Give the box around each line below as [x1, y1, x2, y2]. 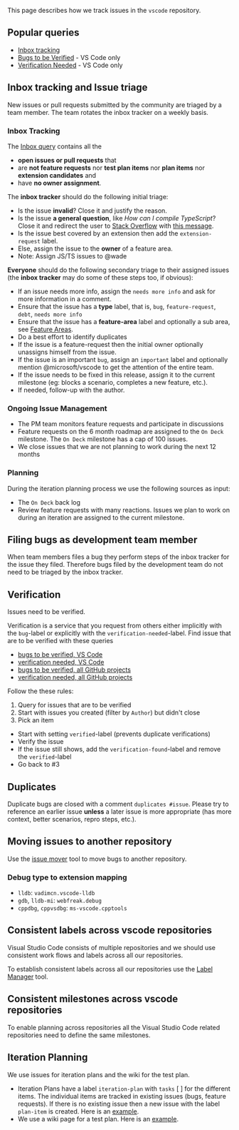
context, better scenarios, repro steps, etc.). [7, 814, 137, 823]
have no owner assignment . [17, 178, 102, 187]
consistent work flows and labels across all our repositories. [7, 951, 184, 959]
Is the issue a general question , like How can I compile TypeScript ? [17, 213, 216, 222]
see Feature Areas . [17, 325, 73, 333]
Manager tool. [7, 972, 48, 981]
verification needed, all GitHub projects [17, 673, 133, 682]
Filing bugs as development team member [7, 533, 198, 545]
